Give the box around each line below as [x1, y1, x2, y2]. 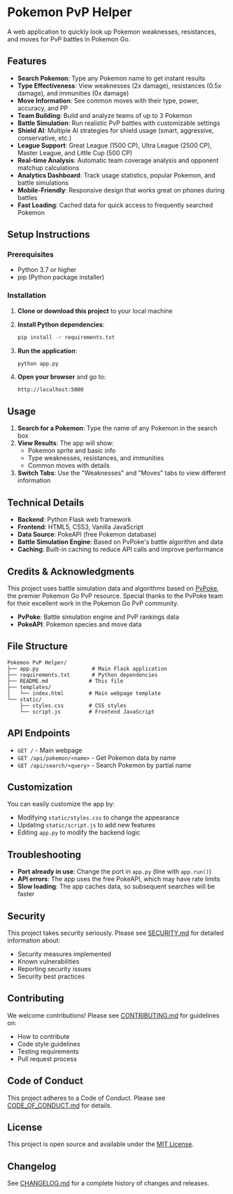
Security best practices [17, 972, 85, 980]
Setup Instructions [7, 229, 90, 241]
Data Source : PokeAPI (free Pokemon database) [17, 530, 157, 539]
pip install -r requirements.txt [17, 334, 115, 341]
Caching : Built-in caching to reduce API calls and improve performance [17, 545, 224, 553]
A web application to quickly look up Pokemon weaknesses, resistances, [7, 27, 217, 36]
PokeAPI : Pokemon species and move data [17, 619, 142, 629]
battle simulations [17, 178, 69, 187]
